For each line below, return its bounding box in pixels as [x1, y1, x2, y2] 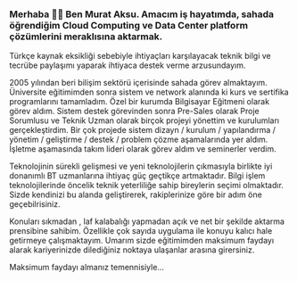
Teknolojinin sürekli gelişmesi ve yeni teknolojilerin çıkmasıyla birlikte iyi [9, 161, 273, 172]
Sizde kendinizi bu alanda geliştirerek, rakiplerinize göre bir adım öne [9, 189, 263, 200]
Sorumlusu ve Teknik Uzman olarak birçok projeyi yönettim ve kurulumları [9, 115, 279, 126]
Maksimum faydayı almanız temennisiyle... [9, 262, 165, 273]
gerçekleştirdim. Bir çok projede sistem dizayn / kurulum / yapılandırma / [9, 125, 276, 136]
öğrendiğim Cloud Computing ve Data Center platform [9, 19, 248, 31]
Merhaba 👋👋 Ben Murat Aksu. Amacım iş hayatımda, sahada [9, 8, 275, 21]
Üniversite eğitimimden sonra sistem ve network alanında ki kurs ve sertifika [9, 87, 289, 97]
